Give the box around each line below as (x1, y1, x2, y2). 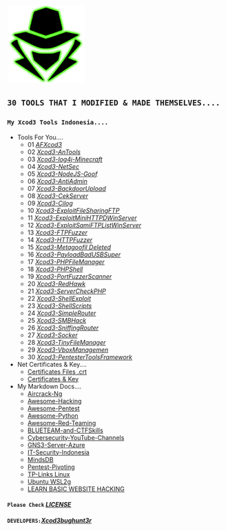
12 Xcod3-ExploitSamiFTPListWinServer (27, 221, 141, 229)
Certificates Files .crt (27, 368, 88, 376)
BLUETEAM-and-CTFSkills (27, 426, 103, 434)
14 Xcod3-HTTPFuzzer (27, 235, 93, 243)
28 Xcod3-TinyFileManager (27, 338, 106, 346)
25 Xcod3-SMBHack (27, 316, 87, 324)
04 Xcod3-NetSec (27, 162, 79, 170)
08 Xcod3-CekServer (27, 192, 88, 200)
